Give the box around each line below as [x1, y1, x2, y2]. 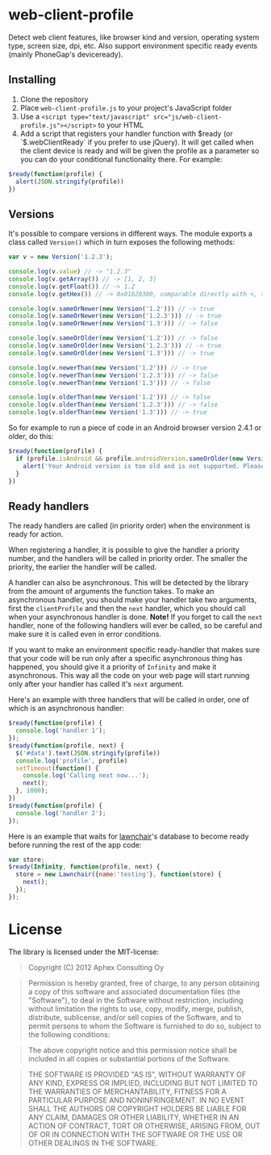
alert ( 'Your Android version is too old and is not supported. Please [23, 462, 265, 470]
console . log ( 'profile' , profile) [15, 756, 128, 764]
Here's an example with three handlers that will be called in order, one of [8, 695, 250, 705]
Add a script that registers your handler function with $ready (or [19, 128, 234, 138]
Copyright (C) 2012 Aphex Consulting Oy [27, 962, 165, 972]
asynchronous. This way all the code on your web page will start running [8, 671, 250, 680]
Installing [8, 73, 56, 86]
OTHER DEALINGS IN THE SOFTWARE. [27, 1138, 158, 1148]
